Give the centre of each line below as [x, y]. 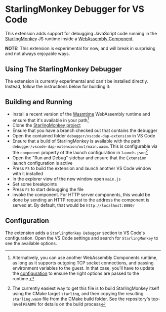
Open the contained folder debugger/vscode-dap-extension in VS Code [84, 136]
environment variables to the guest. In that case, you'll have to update [83, 268]
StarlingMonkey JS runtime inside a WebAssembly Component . [70, 39]
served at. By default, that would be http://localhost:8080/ [73, 205]
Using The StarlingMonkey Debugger [63, 69]
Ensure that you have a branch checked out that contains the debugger [85, 130]
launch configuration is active [42, 163]
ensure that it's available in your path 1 [51, 120]
